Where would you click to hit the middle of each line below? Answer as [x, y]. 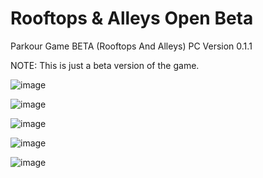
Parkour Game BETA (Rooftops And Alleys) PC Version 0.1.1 [131, 46]
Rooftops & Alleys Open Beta [132, 18]
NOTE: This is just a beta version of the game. [105, 65]
